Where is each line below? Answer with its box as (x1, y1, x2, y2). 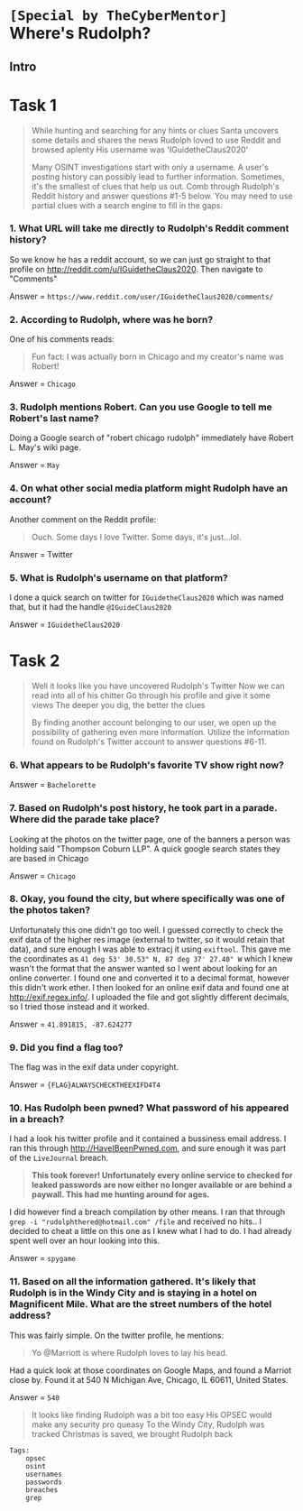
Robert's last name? (9, 412, 99, 425)
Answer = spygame (9, 1253, 77, 1264)
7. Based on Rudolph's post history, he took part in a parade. (9, 802, 278, 815)
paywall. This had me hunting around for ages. (31, 1189, 210, 1200)
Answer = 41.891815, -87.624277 (9, 1018, 133, 1029)
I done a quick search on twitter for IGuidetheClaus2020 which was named (9, 592, 284, 603)
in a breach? (9, 1113, 65, 1126)
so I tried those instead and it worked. (9, 1000, 151, 1012)
